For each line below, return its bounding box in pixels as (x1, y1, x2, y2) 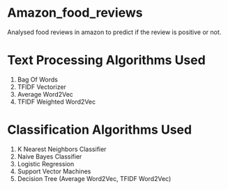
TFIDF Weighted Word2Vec (17, 97, 96, 106)
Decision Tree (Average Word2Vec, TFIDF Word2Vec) (17, 174, 172, 182)
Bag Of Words (17, 75, 58, 84)
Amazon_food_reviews (7, 5, 143, 21)
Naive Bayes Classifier (17, 152, 82, 161)
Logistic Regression (17, 159, 75, 168)
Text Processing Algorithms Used (7, 52, 206, 68)
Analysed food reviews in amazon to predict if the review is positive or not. (7, 28, 222, 36)
